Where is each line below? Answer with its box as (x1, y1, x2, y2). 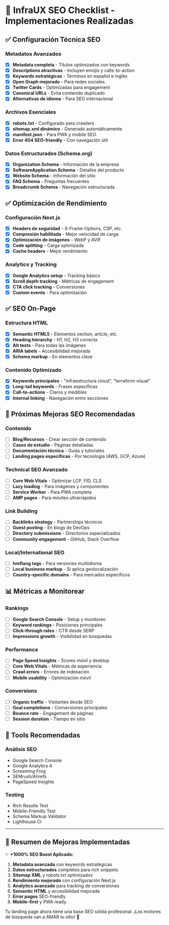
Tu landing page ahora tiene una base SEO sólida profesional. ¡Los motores (5, 908, 161, 914)
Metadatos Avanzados (5, 50, 62, 57)
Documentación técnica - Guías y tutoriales (12, 447, 105, 454)
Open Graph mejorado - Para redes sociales (12, 79, 105, 85)
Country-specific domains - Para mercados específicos (12, 572, 130, 578)
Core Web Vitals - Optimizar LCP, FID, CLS (12, 478, 102, 484)
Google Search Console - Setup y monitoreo (12, 616, 106, 622)
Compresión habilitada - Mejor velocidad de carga (12, 231, 119, 237)
